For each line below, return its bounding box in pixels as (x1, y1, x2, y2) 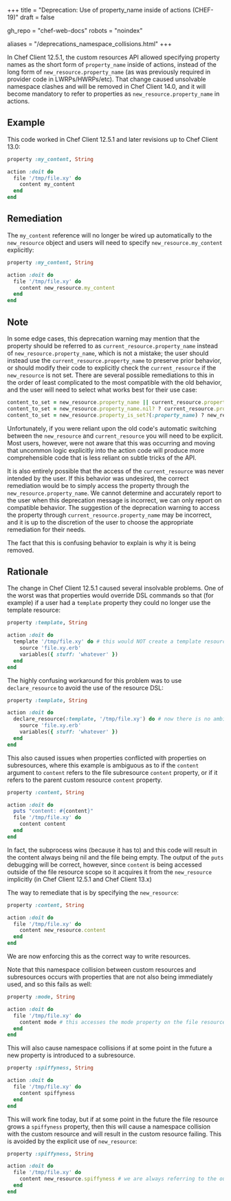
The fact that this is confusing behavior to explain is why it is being (7, 538, 196, 546)
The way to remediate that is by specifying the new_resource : (7, 888, 179, 897)
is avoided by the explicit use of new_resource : (7, 1137, 137, 1145)
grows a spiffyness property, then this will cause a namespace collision (7, 1122, 211, 1131)
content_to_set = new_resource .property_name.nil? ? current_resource (7, 405, 214, 412)
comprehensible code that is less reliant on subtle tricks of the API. (7, 454, 197, 462)
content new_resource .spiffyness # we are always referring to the (19, 1176, 217, 1182)
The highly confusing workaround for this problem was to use (7, 676, 182, 684)
